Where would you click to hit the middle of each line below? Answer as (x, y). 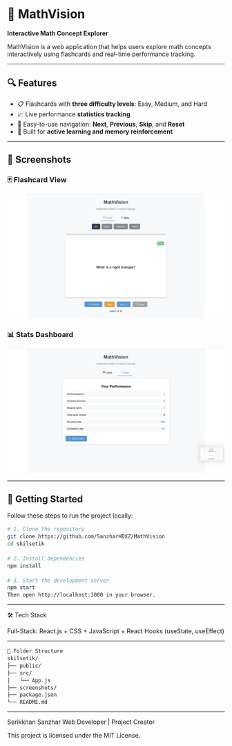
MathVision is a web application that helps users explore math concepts (109, 46)
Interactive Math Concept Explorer (58, 33)
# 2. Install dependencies (46, 558)
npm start (21, 588)
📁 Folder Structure (35, 651)
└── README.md (28, 702)
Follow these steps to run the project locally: (70, 516)
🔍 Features (32, 83)
